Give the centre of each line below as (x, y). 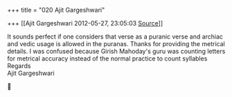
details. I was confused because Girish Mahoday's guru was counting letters (116, 51)
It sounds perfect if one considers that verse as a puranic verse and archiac (115, 36)
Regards (19, 66)
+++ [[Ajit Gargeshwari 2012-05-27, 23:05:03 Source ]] (85, 23)
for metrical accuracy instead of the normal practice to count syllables (107, 58)
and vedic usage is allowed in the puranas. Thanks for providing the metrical (116, 44)
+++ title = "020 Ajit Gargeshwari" (56, 10)
